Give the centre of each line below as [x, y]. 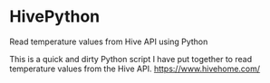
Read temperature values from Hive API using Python [109, 41]
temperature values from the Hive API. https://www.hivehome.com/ [135, 69]
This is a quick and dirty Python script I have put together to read [130, 59]
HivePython [55, 17]
